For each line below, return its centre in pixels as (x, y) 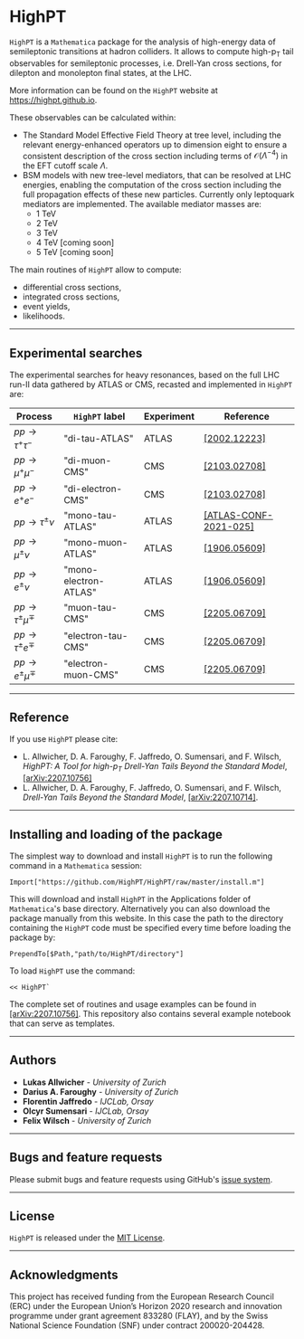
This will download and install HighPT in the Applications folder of (130, 898)
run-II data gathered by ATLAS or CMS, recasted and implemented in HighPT (151, 385)
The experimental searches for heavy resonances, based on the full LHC (145, 375)
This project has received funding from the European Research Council (142, 1296)
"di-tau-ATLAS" (98, 438)
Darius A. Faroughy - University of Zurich (100, 1091)
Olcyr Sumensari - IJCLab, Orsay (85, 1111)
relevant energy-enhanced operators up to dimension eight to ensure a (155, 144)
